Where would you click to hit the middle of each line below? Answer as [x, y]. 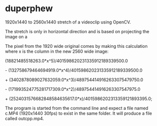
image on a [16, 37]
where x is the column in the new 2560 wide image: [57, 51]
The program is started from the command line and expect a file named [77, 108]
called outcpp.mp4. [25, 118]
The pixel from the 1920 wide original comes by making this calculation [76, 46]
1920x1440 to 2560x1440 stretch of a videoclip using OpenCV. [68, 22]
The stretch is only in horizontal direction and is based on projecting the [77, 31]
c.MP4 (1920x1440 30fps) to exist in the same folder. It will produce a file [78, 113]
